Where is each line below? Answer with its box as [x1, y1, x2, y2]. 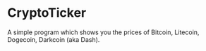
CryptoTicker [7, 5, 87, 21]
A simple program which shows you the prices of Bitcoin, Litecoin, [7, 28, 200, 36]
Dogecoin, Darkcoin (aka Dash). [7, 35, 100, 43]
